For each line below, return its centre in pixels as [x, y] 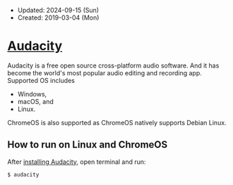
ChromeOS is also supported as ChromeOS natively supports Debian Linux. [117, 122]
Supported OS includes [41, 80]
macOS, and [36, 101]
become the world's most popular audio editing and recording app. [105, 72]
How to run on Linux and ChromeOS [88, 145]
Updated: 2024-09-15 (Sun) [58, 10]
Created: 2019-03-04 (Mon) [58, 18]
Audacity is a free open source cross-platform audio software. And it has [113, 65]
